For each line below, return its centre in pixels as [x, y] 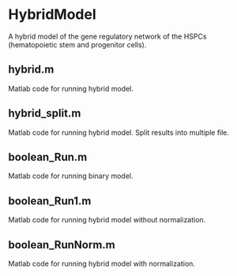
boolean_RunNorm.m [62, 245]
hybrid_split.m [45, 113]
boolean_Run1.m [50, 201]
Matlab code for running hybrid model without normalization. [107, 220]
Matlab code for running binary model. [71, 176]
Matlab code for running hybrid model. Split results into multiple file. [119, 132]
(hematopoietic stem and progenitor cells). [77, 44]
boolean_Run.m [48, 157]
